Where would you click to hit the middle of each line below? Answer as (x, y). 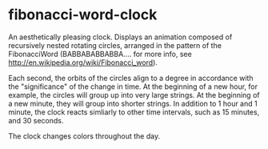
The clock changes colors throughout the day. (84, 136)
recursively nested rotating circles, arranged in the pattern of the (115, 45)
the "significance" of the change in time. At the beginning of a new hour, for (133, 87)
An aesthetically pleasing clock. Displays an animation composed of (120, 37)
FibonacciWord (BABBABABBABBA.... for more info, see (100, 54)
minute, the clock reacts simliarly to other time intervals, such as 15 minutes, (134, 112)
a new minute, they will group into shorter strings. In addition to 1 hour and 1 (133, 103)
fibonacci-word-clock (83, 15)
